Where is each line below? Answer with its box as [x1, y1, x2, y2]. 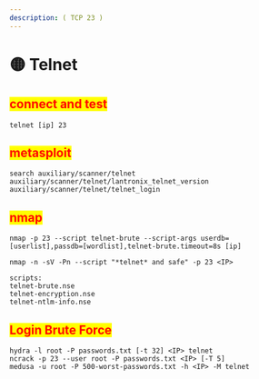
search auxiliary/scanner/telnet [9, 169, 136, 178]
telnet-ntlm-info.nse [9, 297, 92, 307]
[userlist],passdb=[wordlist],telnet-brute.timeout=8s [9, 242, 222, 251]
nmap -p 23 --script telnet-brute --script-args [9, 234, 197, 244]
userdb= [200, 234, 230, 244]
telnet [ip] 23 [9, 120, 67, 130]
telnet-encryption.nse [9, 290, 95, 299]
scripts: [9, 274, 43, 283]
